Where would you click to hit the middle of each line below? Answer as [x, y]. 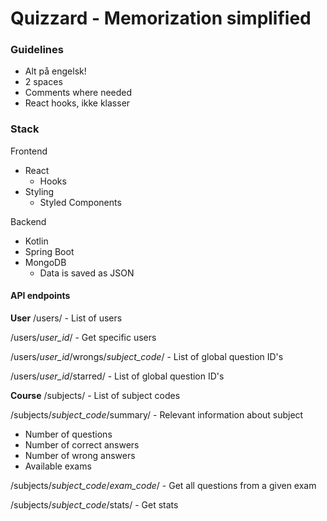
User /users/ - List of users [66, 318]
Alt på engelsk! [55, 71]
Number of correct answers [82, 444]
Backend [28, 221]
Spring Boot [49, 251]
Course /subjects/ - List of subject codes [95, 395]
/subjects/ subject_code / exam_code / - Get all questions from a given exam [163, 485]
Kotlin [36, 241]
